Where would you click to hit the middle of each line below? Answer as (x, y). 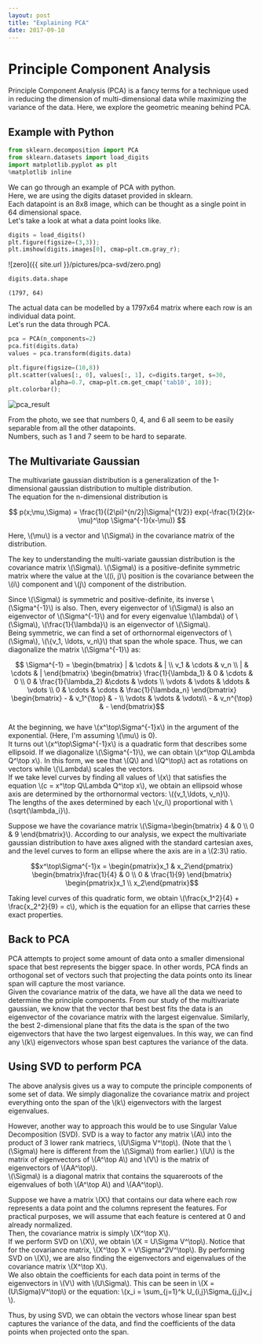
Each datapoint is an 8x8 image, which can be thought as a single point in (127, 204)
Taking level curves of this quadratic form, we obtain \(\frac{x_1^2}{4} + (124, 898)
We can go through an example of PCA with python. (92, 187)
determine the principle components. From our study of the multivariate (124, 1000)
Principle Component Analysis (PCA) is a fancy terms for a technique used (128, 90)
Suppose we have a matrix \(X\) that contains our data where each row (123, 1199)
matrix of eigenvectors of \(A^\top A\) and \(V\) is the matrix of (109, 1159)
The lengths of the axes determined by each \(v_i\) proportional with (119, 802)
